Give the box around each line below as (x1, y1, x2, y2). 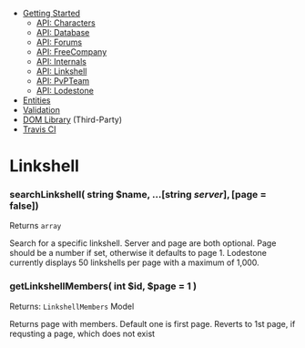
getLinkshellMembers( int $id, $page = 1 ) (9, 280, 198, 292)
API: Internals (36, 56, 86, 67)
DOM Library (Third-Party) (22, 114, 123, 125)
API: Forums (36, 36, 83, 47)
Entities (22, 95, 51, 106)
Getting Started (22, 8, 80, 18)
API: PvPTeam (36, 76, 90, 86)
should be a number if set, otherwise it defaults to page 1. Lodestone (9, 248, 267, 259)
